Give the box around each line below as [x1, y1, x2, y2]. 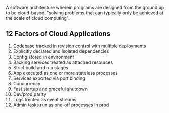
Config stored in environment [13, 53, 74, 60]
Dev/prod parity [13, 91, 46, 97]
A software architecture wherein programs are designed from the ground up [6, 5, 164, 10]
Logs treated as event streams [13, 96, 77, 102]
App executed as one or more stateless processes [13, 70, 118, 76]
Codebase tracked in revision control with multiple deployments [13, 43, 146, 49]
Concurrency [13, 80, 41, 86]
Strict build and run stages [13, 64, 69, 70]
